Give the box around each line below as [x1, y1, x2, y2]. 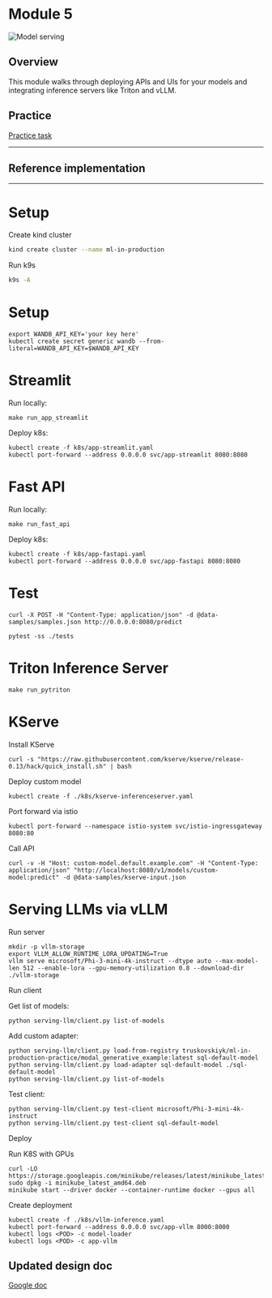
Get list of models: [8, 1000, 70, 1010]
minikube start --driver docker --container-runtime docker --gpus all [8, 1185, 255, 1194]
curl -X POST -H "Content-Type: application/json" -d [8, 610, 194, 619]
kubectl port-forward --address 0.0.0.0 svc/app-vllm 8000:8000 [8, 1223, 230, 1231]
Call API [8, 843, 35, 853]
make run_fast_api [8, 520, 70, 528]
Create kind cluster [8, 230, 72, 240]
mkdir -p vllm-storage [8, 942, 85, 951]
